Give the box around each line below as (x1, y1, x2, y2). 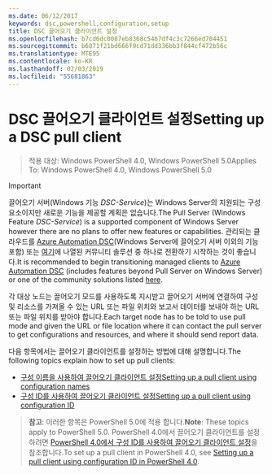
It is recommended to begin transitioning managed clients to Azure (16, 257, 241, 267)
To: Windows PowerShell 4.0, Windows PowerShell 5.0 (28, 164, 212, 175)
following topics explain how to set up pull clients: (8, 355, 175, 365)
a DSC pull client (8, 128, 122, 146)
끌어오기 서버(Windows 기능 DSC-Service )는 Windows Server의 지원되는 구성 (8, 197, 261, 207)
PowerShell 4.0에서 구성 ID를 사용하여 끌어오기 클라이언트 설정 (50, 437, 252, 447)
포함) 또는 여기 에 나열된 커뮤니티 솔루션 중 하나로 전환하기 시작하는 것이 (8, 246, 235, 256)
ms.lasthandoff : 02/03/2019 (8, 65, 104, 73)
